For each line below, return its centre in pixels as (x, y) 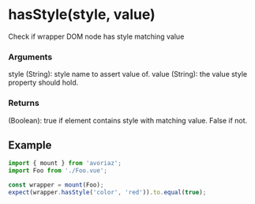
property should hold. (43, 83)
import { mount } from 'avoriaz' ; (65, 164)
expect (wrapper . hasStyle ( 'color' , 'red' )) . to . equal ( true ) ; (107, 192)
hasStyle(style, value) (82, 15)
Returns (24, 103)
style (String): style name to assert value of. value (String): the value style (127, 74)
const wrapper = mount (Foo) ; (56, 185)
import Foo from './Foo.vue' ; (58, 171)
